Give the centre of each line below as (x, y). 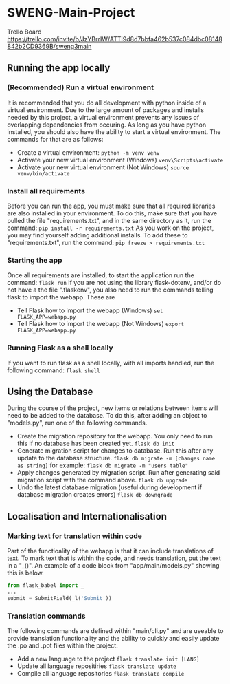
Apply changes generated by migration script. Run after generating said (118, 473)
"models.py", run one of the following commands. (77, 423)
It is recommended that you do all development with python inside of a (107, 103)
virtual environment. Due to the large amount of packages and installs (106, 110)
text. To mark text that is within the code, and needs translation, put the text (114, 558)
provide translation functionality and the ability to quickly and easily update (113, 638)
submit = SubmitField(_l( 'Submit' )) (59, 598)
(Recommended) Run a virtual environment (81, 87)
